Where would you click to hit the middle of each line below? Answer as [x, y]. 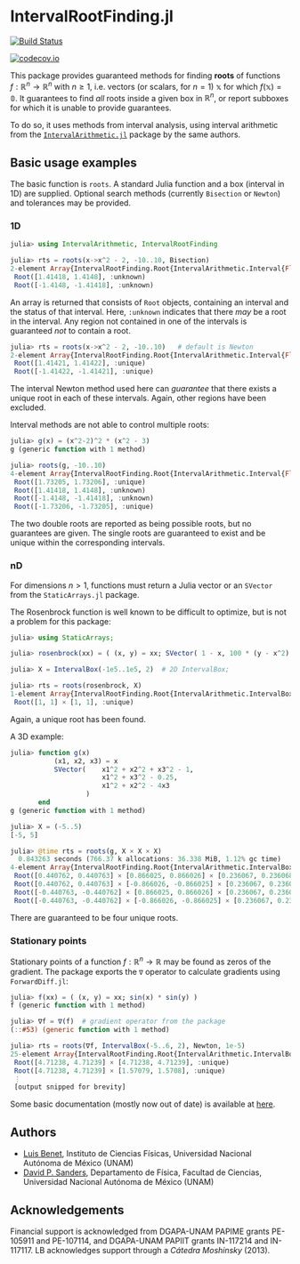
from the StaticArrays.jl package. [75, 594]
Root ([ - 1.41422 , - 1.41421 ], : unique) [84, 372]
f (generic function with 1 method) [78, 1006]
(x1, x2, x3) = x [86, 761]
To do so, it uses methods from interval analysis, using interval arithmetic [144, 125]
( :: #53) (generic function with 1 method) [90, 1030]
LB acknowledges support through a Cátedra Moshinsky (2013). [153, 1250]
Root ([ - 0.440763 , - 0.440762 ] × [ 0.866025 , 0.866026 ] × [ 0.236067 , [140, 892]
